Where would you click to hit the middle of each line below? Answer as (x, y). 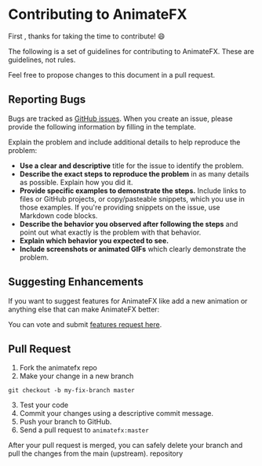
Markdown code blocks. (58, 215)
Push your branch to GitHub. (65, 422)
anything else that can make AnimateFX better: (84, 309)
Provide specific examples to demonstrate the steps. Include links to (133, 191)
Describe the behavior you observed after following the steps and (129, 224)
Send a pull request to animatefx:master (84, 430)
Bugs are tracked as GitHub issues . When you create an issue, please (120, 118)
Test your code (44, 405)
